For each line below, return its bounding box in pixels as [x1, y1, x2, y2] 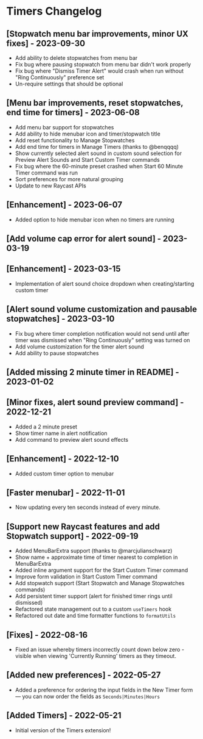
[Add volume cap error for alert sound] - [6, 234, 162, 244]
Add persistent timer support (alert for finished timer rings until [15, 593, 173, 600]
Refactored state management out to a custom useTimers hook [15, 605, 172, 613]
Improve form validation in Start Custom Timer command [15, 573, 158, 580]
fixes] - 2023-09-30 [6, 38, 86, 48]
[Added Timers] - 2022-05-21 [6, 710, 122, 721]
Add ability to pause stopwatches [15, 349, 99, 356]
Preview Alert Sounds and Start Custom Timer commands [15, 156, 160, 163]
